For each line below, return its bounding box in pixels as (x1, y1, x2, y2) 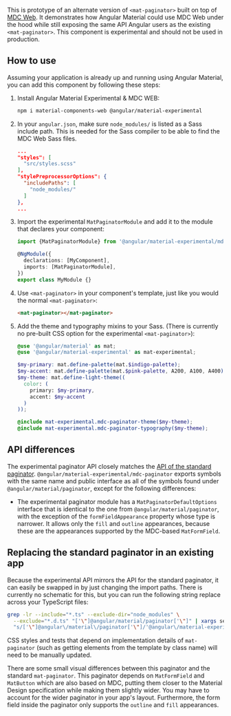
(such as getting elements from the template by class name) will (36, 644, 218, 652)
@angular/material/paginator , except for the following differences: (7, 484, 197, 492)
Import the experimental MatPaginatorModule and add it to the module (16, 218, 213, 226)
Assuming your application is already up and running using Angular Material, (7, 73, 223, 81)
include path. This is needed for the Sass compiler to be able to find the (16, 127, 220, 135)
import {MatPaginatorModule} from (16, 238, 116, 245)
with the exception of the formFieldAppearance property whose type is (16, 512, 216, 520)
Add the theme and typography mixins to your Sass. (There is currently (16, 322, 219, 330)
